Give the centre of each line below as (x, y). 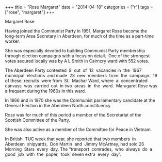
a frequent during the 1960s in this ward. (46, 91)
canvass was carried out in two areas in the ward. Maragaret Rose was (81, 86)
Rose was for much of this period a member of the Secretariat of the (73, 115)
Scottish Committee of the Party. (38, 120)
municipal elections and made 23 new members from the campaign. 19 (81, 75)
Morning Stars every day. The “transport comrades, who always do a (79, 149)
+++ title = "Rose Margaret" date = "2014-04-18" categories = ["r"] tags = (79, 7)
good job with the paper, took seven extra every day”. (63, 154)
